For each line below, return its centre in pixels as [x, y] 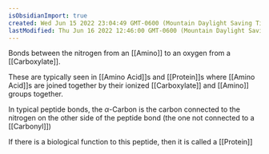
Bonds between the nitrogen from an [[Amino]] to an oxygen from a [119, 53]
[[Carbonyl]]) [30, 126]
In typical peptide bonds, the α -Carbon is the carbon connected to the [124, 109]
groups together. [36, 94]
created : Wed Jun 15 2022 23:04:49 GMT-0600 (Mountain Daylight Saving [130, 23]
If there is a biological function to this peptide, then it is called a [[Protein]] [130, 142]
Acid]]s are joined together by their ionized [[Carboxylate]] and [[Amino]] [129, 85]
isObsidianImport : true [48, 16]
